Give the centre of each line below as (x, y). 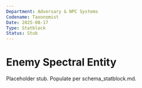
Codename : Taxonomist (33, 17)
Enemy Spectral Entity (61, 62)
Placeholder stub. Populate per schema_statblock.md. (71, 79)
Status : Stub (22, 33)
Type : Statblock (26, 28)
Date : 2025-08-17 (27, 22)
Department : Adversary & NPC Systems (52, 11)
